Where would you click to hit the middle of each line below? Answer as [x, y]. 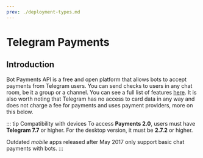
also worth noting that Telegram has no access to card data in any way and [101, 99]
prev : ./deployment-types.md [43, 12]
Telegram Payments [58, 42]
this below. [20, 112]
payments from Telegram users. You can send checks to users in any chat [99, 85]
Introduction [30, 65]
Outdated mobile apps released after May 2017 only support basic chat [95, 142]
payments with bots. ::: [35, 148]
